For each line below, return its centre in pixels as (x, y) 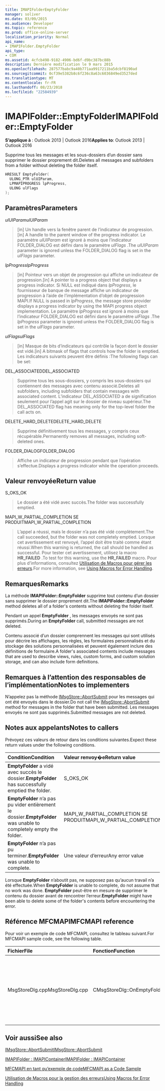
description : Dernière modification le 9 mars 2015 (59, 64)
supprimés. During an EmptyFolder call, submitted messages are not (74, 621)
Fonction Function (114, 950)
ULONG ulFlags (24, 188)
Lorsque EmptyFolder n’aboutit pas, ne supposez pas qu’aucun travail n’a (80, 880)
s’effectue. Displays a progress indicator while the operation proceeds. (88, 465)
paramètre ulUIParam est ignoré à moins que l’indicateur (74, 240)
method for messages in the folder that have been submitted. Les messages (82, 707)
